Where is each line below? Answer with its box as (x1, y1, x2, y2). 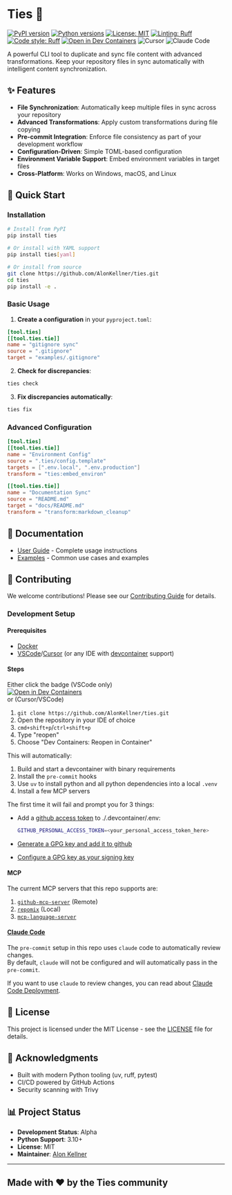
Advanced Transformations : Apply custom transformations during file (17, 118, 218, 126)
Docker (17, 642, 39, 650)
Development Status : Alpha (17, 1128, 97, 1136)
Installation (7, 210, 46, 220)
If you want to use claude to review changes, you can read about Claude (7, 979, 213, 987)
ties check (7, 380, 39, 387)
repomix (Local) (17, 905, 61, 913)
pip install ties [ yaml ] (7, 251, 76, 258)
